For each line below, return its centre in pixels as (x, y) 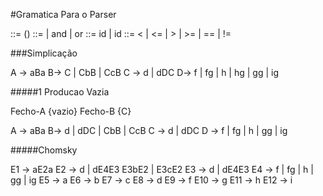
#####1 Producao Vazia (60, 92)
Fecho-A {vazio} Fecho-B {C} (71, 111)
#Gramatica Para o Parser (63, 14)
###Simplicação (44, 53)
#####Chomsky (44, 150)
